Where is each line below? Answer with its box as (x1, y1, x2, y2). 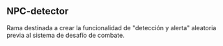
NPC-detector (6, 5, 69, 17)
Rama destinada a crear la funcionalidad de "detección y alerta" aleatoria (6, 23, 217, 32)
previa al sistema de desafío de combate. (6, 31, 125, 39)
